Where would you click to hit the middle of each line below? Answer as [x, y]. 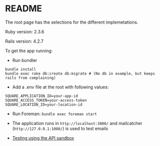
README [24, 9]
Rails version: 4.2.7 [24, 41]
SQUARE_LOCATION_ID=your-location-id [44, 104]
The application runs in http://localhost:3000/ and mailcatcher [77, 123]
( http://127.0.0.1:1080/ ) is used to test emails [60, 128]
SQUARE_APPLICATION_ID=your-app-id [42, 96]
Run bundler [25, 60]
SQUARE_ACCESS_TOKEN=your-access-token [46, 100]
